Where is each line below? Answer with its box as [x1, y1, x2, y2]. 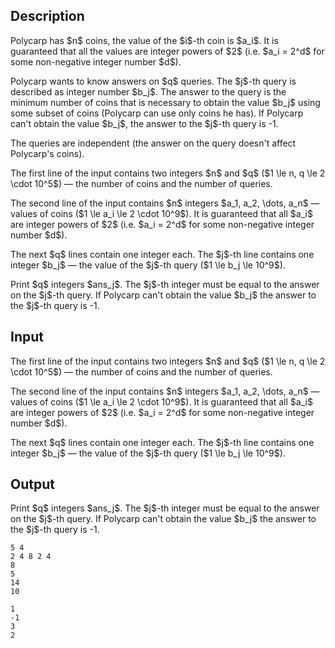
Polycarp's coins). [10, 147, 85, 159]
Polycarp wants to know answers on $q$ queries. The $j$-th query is [10, 75, 297, 87]
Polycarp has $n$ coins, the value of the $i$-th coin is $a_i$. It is [10, 34, 279, 46]
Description [10, 8, 85, 25]
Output [10, 476, 55, 493]
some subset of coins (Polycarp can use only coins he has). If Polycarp [10, 107, 304, 119]
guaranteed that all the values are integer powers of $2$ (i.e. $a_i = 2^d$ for [10, 45, 325, 57]
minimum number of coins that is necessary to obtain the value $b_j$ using [10, 96, 321, 108]
